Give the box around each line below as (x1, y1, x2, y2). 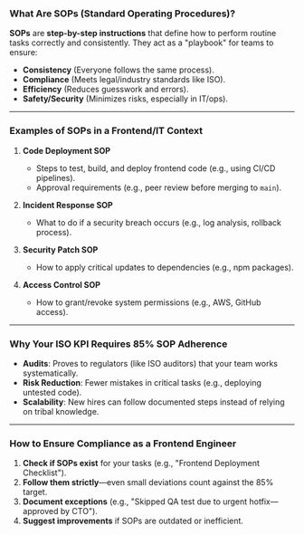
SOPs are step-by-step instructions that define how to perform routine (9, 28, 277, 39)
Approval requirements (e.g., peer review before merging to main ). (35, 182, 282, 193)
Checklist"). (22, 467, 67, 478)
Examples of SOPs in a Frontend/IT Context (9, 125, 204, 138)
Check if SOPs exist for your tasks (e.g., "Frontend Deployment (22, 458, 261, 469)
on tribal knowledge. (22, 406, 100, 416)
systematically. (22, 368, 79, 378)
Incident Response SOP (22, 199, 113, 210)
